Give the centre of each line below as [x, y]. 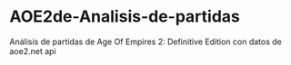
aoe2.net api [33, 51]
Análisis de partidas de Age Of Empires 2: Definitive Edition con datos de [145, 42]
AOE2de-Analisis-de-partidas [125, 17]
